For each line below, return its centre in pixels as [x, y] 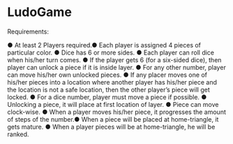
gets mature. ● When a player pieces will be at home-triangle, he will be [111, 127]
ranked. [18, 134]
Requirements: [28, 31]
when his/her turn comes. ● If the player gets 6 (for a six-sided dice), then [114, 59]
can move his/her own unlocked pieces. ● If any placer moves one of [107, 75]
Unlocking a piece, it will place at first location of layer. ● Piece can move [113, 104]
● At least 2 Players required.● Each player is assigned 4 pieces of [104, 45]
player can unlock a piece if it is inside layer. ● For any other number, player [117, 67]
